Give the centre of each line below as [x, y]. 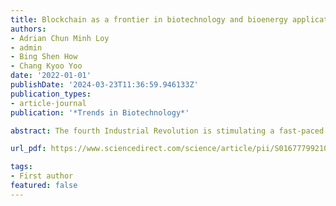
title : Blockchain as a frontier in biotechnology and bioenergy [149, 19]
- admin [26, 47]
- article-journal [48, 103]
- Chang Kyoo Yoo [46, 66]
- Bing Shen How [44, 57]
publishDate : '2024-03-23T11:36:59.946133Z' [104, 85]
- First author [42, 176]
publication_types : [51, 94]
